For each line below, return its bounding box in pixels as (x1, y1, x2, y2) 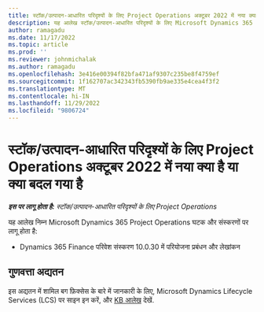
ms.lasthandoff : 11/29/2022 (8, 99, 101, 107)
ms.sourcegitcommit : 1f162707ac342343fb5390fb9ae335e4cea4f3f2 (8, 77, 220, 85)
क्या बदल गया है (8, 175, 83, 193)
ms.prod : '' (8, 48, 47, 56)
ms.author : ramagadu (8, 63, 76, 71)
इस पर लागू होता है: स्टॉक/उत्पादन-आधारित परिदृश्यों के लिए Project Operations (8, 202, 218, 211)
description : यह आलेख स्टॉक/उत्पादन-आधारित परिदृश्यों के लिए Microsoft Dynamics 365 (8, 19, 253, 27)
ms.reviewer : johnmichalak (8, 56, 97, 64)
